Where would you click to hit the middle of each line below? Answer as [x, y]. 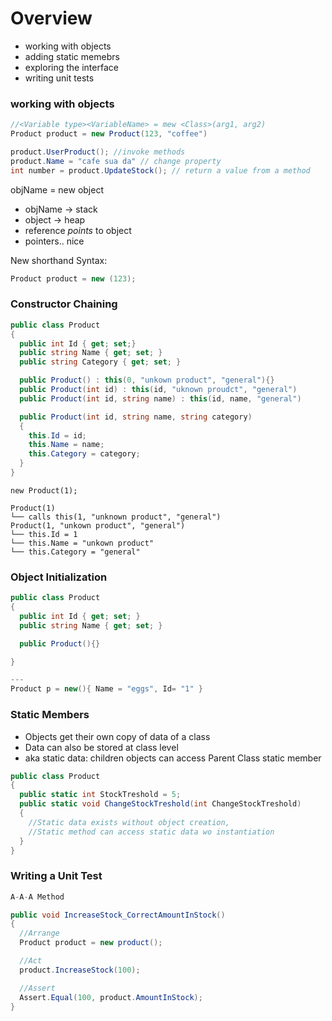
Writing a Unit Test [56, 876]
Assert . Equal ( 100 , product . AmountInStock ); [111, 997]
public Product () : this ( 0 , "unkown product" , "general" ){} [147, 380]
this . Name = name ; [66, 445]
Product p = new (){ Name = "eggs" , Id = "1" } [106, 689]
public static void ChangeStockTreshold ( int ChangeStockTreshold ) [160, 804]
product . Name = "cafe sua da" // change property [116, 161]
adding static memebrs [72, 56]
